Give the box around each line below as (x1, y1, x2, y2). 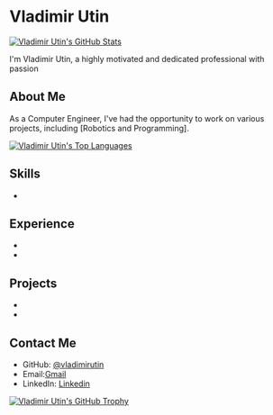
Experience (9, 216, 75, 231)
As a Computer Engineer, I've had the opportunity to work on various (9, 113, 265, 123)
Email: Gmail (22, 369, 67, 379)
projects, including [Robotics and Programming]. (9, 122, 189, 133)
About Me (9, 89, 66, 104)
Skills (9, 167, 41, 182)
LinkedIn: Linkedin (22, 378, 90, 389)
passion (9, 63, 39, 74)
